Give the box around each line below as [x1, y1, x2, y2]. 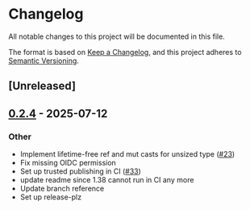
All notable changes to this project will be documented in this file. [8, 31, 226, 41]
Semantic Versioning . [8, 56, 79, 65]
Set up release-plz [19, 192, 82, 202]
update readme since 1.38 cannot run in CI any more [19, 175, 194, 185]
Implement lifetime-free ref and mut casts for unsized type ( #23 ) [19, 149, 235, 159]
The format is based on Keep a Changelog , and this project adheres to [8, 47, 242, 57]
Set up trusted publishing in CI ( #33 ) [19, 166, 141, 176]
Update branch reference [19, 183, 105, 194]
